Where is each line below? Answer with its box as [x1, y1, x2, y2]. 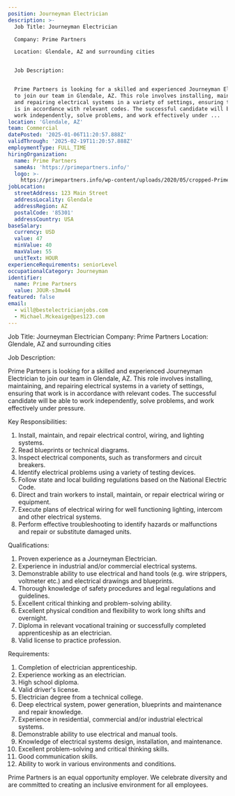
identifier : [8, 274, 43, 281]
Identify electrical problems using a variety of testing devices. [17, 468, 196, 476]
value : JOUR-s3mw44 [14, 287, 71, 294]
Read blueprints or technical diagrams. [17, 445, 130, 454]
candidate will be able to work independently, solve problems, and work [8, 396, 215, 405]
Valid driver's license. [17, 685, 80, 693]
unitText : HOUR [14, 254, 59, 262]
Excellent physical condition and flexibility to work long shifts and [17, 606, 206, 614]
